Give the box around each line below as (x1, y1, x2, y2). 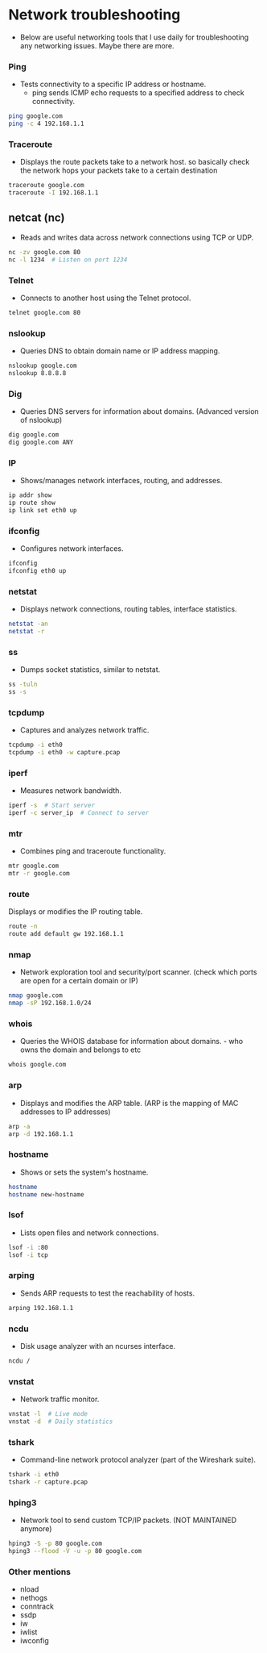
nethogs (19, 1593, 48, 1603)
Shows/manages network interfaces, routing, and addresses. (19, 476, 223, 486)
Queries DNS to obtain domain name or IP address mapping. (19, 346, 220, 356)
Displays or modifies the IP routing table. (8, 907, 143, 916)
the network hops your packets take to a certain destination (19, 165, 218, 175)
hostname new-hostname (8, 1190, 84, 1199)
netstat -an (8, 620, 48, 628)
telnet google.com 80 (8, 308, 81, 316)
